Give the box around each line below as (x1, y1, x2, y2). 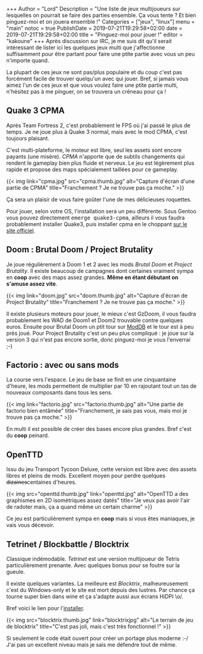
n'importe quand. (6, 57, 50, 64)
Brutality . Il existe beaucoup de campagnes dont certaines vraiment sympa (6, 267, 194, 274)
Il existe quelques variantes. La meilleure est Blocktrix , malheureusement (6, 580, 188, 587)
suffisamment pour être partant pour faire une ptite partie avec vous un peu (6, 50, 195, 57)
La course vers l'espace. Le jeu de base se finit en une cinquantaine (6, 376, 176, 384)
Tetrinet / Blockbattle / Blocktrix (6, 539, 129, 549)
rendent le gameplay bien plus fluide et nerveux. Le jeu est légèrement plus (6, 159, 195, 167)
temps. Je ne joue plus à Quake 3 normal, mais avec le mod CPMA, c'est (6, 128, 188, 136)
